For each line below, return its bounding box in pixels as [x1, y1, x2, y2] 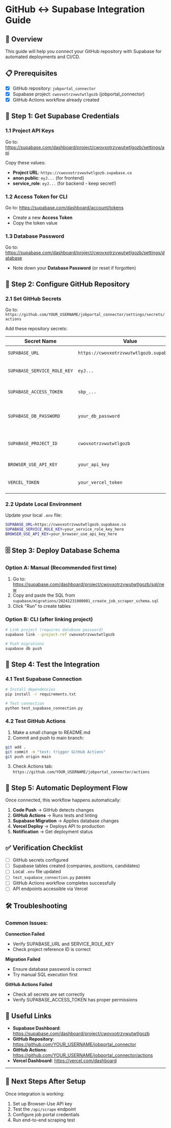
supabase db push [5, 646, 42, 651]
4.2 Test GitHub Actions [5, 718, 66, 725]
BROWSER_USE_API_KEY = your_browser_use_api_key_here [5, 532, 117, 537]
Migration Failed [5, 956, 41, 963]
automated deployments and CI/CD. [5, 54, 80, 60]
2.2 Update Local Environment [5, 500, 82, 507]
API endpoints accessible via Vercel [12, 886, 88, 892]
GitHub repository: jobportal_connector [12, 85, 96, 91]
